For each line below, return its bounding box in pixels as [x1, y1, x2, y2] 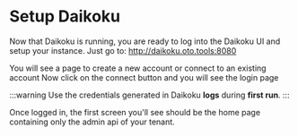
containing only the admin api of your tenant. [9, 116, 175, 127]
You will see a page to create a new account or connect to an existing [9, 63, 267, 73]
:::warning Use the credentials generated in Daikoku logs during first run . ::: [9, 89, 290, 100]
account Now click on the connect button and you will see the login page [9, 72, 279, 82]
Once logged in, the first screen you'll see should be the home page [9, 106, 261, 117]
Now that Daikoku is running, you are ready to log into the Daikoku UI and [9, 36, 281, 47]
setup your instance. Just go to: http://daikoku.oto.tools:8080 [9, 45, 237, 55]
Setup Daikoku [9, 6, 121, 27]
